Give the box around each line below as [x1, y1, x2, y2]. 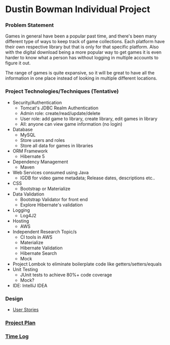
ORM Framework [12, 148, 48, 154]
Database [12, 126, 33, 132]
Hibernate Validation [20, 245, 63, 251]
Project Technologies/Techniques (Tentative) [5, 88, 119, 95]
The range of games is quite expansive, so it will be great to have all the [5, 70, 155, 76]
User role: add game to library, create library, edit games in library [20, 116, 158, 122]
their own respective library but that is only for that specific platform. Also [5, 44, 159, 50]
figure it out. [5, 60, 31, 66]
